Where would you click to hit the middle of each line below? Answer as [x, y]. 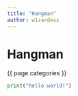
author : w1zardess [33, 20]
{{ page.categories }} [37, 73]
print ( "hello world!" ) [39, 86]
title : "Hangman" [32, 13]
